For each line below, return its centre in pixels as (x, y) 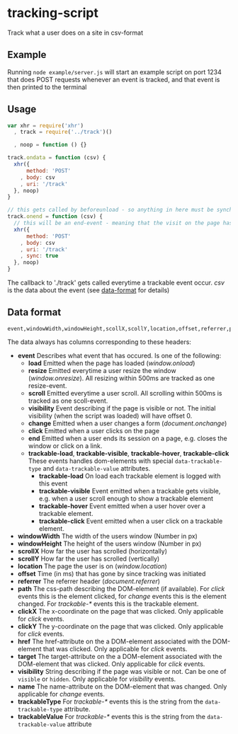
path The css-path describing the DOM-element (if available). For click (121, 588)
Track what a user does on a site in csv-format (75, 33)
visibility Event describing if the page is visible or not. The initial (122, 408)
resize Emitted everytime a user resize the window (102, 370)
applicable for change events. (61, 694)
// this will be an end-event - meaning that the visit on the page (117, 223)
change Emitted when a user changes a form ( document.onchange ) (127, 423)
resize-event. (47, 385)
